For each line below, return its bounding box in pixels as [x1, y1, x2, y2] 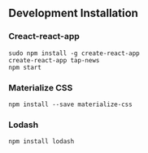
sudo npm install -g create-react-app [8, 49, 140, 57]
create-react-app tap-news [8, 56, 100, 64]
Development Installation [8, 6, 138, 20]
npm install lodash [8, 138, 75, 146]
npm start [8, 63, 42, 71]
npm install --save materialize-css [8, 100, 133, 108]
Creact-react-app [8, 31, 80, 42]
